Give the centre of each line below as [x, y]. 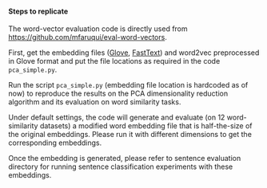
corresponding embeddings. [55, 143]
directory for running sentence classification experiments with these [121, 166]
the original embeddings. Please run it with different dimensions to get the [130, 135]
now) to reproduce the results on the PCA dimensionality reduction [118, 94]
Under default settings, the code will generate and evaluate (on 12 [117, 117]
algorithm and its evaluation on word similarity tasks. [95, 102]
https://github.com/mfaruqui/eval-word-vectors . [88, 37]
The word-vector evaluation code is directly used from [98, 29]
